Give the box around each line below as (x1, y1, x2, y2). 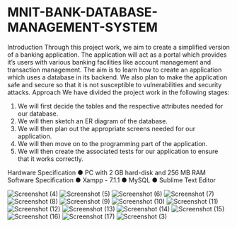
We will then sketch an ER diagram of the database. (17, 116, 168, 125)
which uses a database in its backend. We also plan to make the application (7, 72, 228, 82)
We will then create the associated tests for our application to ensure (17, 147, 219, 155)
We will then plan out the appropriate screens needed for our (17, 124, 196, 133)
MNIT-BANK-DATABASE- (7, 4, 158, 21)
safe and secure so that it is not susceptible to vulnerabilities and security (7, 80, 222, 89)
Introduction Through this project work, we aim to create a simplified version (7, 43, 230, 51)
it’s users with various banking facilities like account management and (7, 57, 212, 66)
